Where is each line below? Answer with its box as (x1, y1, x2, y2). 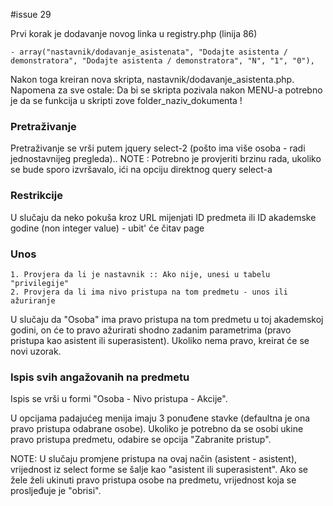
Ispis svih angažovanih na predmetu (10, 370, 190, 384)
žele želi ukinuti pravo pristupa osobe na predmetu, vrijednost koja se (10, 474, 297, 486)
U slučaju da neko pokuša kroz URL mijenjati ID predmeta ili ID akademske (10, 211, 317, 223)
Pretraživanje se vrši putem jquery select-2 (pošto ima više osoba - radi (10, 142, 306, 154)
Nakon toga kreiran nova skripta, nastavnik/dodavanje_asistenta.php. (10, 74, 295, 85)
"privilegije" (10, 278, 70, 288)
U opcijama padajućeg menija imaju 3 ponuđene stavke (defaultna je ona (10, 412, 311, 424)
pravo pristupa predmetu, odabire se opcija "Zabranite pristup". (10, 434, 272, 446)
